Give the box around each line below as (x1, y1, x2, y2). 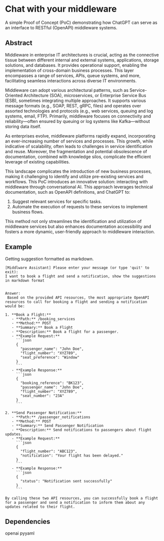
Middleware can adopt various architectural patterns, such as (5, 87, 129, 93)
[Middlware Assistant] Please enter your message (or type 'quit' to (5, 265, 150, 270)
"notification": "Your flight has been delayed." (20, 453, 123, 458)
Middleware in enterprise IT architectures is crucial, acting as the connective (5, 52, 159, 58)
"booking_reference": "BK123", (20, 381, 84, 385)
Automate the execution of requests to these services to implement (12, 203, 148, 209)
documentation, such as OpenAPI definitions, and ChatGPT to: (5, 189, 130, 195)
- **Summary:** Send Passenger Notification (11, 423, 104, 428)
